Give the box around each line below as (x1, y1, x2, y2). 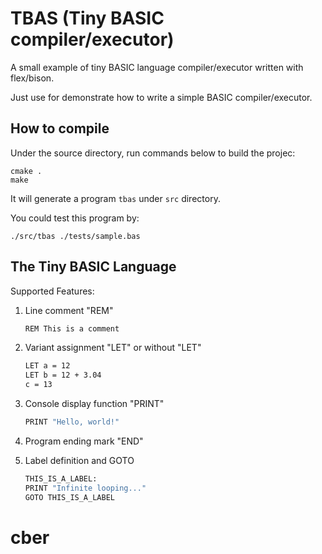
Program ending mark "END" (24, 435, 144, 447)
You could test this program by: (10, 212, 140, 224)
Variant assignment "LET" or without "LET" (24, 342, 202, 354)
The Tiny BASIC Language (10, 258, 177, 276)
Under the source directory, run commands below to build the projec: (10, 147, 296, 159)
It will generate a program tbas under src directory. (10, 192, 221, 204)
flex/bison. (10, 72, 55, 84)
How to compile (10, 120, 110, 137)
